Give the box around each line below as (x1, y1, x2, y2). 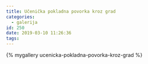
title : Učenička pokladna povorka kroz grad (6, 8, 116, 15)
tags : (6, 35, 19, 41)
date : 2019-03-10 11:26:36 (6, 30, 72, 36)
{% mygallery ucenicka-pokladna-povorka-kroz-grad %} (6, 52, 143, 58)
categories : (6, 14, 35, 20)
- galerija (11, 19, 38, 25)
